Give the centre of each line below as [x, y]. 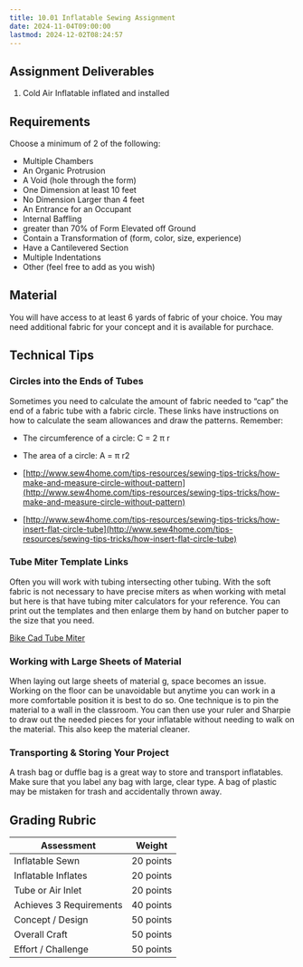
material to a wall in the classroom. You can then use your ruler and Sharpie [150, 710]
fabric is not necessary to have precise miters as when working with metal [148, 591]
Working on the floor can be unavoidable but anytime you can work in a [142, 691]
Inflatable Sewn [47, 861]
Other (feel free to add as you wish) [89, 267]
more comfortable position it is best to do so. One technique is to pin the [144, 701]
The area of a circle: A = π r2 [76, 455]
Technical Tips [52, 356]
